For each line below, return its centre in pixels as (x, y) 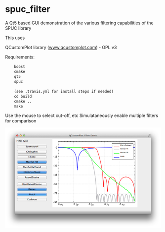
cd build (23, 96)
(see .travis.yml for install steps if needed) (64, 91)
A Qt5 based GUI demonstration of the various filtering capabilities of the (80, 23)
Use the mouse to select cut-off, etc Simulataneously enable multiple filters (82, 116)
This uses (15, 38)
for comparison (21, 120)
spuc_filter (28, 9)
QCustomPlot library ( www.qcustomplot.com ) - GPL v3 (61, 47)
